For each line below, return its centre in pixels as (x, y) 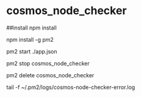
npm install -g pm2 (30, 39)
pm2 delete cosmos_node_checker (50, 75)
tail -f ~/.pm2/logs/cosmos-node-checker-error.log (71, 87)
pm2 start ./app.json (32, 51)
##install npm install (31, 28)
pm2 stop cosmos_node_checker (48, 63)
